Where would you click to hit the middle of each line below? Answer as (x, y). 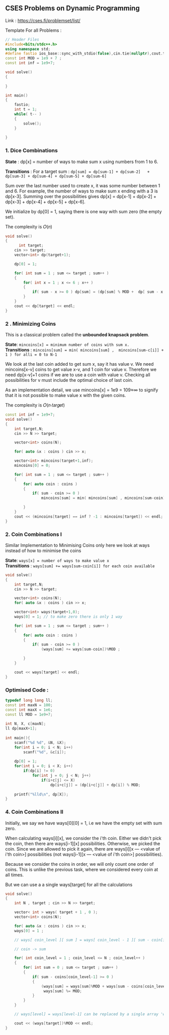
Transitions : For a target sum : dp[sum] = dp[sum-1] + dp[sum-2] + (77, 171)
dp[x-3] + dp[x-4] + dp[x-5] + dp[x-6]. (45, 202)
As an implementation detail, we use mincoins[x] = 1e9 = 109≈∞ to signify (82, 390)
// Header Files (22, 39)
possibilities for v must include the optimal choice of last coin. (69, 380)
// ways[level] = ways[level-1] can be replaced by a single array (86, 1014)
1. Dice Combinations (31, 151)
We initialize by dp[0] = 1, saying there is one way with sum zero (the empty (83, 211)
